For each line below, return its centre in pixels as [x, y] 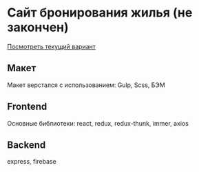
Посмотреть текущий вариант [52, 46]
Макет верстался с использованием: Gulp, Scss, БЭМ [86, 85]
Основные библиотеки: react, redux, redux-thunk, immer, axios [98, 123]
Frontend [27, 107]
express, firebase [32, 162]
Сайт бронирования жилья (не [100, 13]
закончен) [38, 27]
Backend [27, 145]
